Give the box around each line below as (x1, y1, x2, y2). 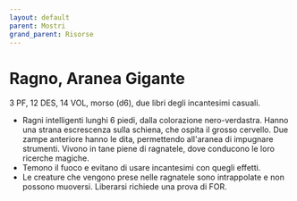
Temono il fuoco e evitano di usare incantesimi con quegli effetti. (21, 163, 261, 173)
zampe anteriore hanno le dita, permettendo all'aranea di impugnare (21, 134, 274, 145)
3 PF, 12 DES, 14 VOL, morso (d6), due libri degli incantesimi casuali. (9, 97, 261, 108)
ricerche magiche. (21, 153, 89, 163)
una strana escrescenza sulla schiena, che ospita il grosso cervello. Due (21, 124, 289, 135)
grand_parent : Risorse (9, 29, 94, 38)
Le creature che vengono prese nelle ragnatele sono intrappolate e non (21, 172, 284, 183)
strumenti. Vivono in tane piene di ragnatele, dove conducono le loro (21, 144, 276, 155)
